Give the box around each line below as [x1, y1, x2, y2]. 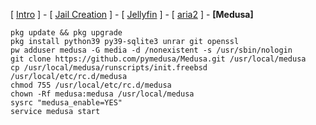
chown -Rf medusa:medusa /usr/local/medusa [10, 89, 195, 99]
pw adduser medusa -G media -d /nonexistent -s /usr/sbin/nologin [10, 45, 293, 55]
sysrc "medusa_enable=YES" [10, 98, 123, 108]
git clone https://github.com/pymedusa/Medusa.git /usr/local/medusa [10, 54, 307, 64]
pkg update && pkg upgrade [10, 28, 123, 38]
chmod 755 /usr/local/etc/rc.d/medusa [10, 80, 172, 90]
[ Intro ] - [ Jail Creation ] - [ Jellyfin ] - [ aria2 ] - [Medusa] [10, 9, 254, 20]
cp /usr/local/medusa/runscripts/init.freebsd [10, 63, 208, 73]
